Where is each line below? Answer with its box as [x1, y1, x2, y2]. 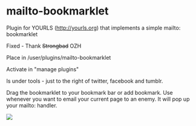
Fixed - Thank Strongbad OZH [6, 42, 82, 49]
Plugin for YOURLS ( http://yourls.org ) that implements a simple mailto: [6, 24, 181, 31]
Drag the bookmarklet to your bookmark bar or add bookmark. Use [6, 89, 174, 96]
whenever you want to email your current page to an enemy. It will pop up [6, 95, 190, 102]
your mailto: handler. [6, 101, 57, 109]
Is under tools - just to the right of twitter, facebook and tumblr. [6, 77, 163, 84]
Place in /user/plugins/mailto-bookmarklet [6, 54, 111, 61]
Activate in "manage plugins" [6, 65, 79, 73]
